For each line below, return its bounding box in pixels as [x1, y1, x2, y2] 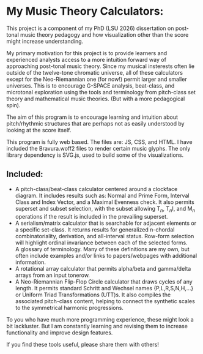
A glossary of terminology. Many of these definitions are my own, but [15, 245, 190, 252]
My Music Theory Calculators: [6, 4, 164, 18]
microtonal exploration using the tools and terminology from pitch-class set [6, 88, 196, 96]
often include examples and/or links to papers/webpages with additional [15, 252, 197, 259]
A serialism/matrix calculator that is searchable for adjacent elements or [15, 219, 197, 227]
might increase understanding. [6, 37, 84, 45]
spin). [6, 101, 21, 108]
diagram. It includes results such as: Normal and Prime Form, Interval [15, 192, 190, 199]
